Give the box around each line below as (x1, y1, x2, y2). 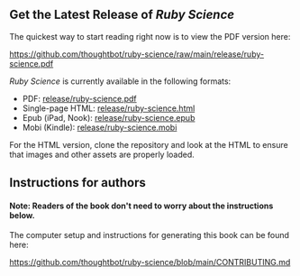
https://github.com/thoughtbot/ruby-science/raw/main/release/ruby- (9, 49, 264, 60)
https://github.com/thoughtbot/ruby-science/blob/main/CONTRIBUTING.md (9, 257, 291, 268)
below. (9, 209, 35, 220)
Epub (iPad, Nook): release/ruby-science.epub (22, 112, 195, 123)
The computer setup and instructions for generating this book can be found (9, 230, 290, 241)
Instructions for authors (9, 175, 147, 190)
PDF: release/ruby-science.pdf (22, 93, 137, 104)
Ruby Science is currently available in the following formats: (9, 76, 232, 87)
